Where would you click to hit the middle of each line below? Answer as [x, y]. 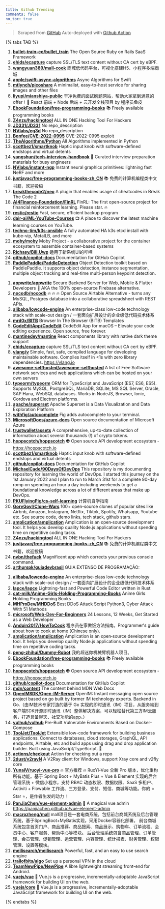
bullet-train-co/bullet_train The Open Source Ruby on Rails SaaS [79, 52]
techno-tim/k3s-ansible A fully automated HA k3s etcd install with [81, 231]
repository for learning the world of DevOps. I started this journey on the [86, 474]
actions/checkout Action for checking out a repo [62, 754]
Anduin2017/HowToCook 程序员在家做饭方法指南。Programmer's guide [86, 625]
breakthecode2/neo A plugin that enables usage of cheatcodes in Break [86, 192]
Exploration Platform [33, 410]
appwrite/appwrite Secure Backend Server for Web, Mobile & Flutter [82, 283]
